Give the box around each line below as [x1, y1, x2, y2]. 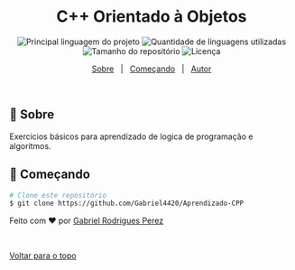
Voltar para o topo [9, 250, 77, 261]
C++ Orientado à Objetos [56, 6, 247, 27]
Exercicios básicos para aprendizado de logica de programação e [9, 131, 254, 142]
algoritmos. [9, 140, 51, 151]
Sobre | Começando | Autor [91, 63, 212, 74]
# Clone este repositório [9, 191, 106, 200]
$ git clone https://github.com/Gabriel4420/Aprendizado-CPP [9, 199, 244, 209]
